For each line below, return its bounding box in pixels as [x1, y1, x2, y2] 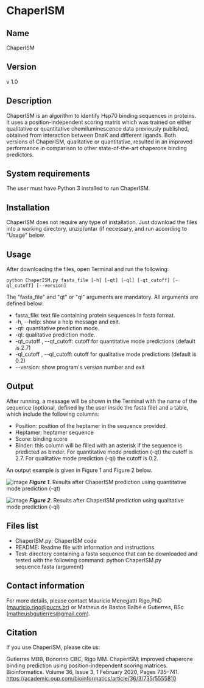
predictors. [6, 151, 34, 158]
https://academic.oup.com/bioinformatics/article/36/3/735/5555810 [6, 675, 177, 683]
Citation [6, 627, 38, 638]
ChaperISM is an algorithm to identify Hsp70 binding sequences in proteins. [6, 112, 197, 119]
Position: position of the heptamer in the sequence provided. [15, 422, 167, 429]
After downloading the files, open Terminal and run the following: [6, 266, 169, 273]
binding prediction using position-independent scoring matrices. [6, 662, 168, 669]
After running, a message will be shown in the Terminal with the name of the [6, 397, 197, 405]
